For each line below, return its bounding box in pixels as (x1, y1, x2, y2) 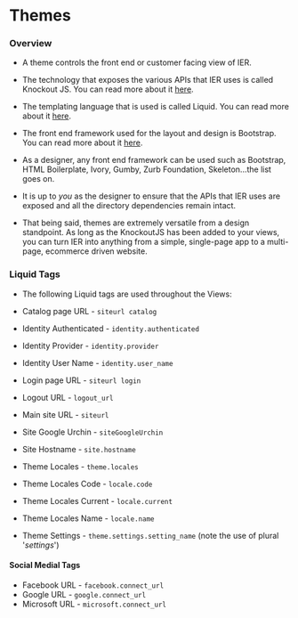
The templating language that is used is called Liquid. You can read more (21, 102, 289, 112)
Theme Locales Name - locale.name (21, 513, 155, 524)
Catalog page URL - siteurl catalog (21, 305, 157, 316)
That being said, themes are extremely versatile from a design (21, 217, 250, 228)
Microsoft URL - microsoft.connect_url (21, 598, 167, 609)
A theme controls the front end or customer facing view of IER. (21, 57, 252, 68)
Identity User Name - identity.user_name (21, 357, 173, 368)
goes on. (21, 174, 55, 184)
